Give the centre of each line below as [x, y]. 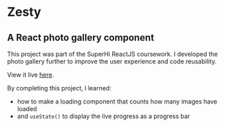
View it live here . [31, 75]
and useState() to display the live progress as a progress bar [104, 116]
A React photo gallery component [81, 38]
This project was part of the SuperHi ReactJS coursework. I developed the [112, 54]
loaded [27, 109]
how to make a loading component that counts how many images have [117, 101]
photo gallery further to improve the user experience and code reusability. [112, 61]
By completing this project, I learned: [59, 88]
